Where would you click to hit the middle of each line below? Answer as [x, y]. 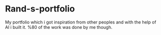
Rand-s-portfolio [40, 9]
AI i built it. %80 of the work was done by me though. [59, 27]
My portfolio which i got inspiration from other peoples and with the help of [81, 22]
